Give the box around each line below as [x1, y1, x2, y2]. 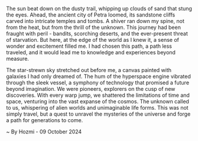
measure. [6, 55, 30, 62]
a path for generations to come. [6, 117, 83, 123]
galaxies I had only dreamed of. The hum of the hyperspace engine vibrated [6, 73, 191, 80]
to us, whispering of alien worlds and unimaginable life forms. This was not [6, 104, 189, 111]
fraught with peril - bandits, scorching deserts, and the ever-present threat [6, 30, 188, 37]
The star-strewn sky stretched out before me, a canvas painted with [6, 67, 172, 73]
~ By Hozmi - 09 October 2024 [6, 128, 82, 135]
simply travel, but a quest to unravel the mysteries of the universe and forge [6, 110, 191, 117]
